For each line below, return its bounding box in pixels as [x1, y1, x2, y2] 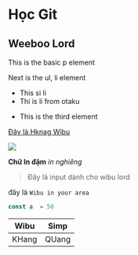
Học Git [8, 6, 58, 24]
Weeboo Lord [8, 37, 75, 50]
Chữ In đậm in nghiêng [8, 157, 82, 166]
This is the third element [19, 112, 98, 121]
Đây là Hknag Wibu [8, 128, 71, 136]
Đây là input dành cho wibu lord [27, 172, 131, 182]
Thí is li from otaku [19, 97, 80, 105]
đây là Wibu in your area [8, 187, 89, 197]
